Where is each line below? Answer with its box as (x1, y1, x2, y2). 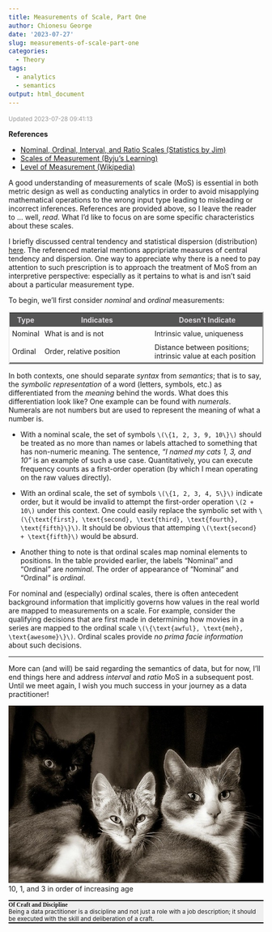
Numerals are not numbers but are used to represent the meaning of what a (8, 405, 261, 415)
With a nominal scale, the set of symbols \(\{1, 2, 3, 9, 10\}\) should (19, 430, 261, 439)
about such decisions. (8, 640, 83, 650)
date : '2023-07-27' (8, 30, 74, 38)
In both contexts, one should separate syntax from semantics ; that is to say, (8, 370, 261, 380)
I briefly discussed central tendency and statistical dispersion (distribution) (8, 236, 257, 246)
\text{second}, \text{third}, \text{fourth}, (82, 515, 239, 524)
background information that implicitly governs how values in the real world (8, 596, 260, 607)
